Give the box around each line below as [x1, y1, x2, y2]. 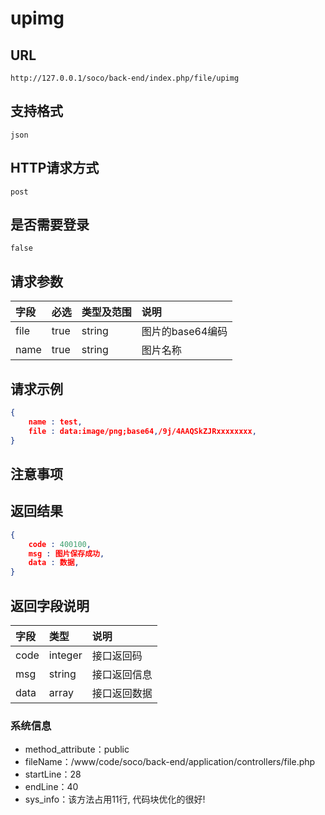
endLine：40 [24, 781, 79, 793]
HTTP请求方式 [10, 160, 100, 177]
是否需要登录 [10, 217, 90, 234]
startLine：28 [24, 768, 82, 781]
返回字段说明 [10, 597, 90, 614]
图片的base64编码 [141, 325, 228, 339]
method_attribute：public [24, 743, 130, 756]
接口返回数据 [91, 686, 153, 700]
